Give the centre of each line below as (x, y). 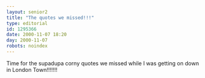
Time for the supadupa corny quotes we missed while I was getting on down (103, 63)
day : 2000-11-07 (27, 40)
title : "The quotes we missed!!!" (50, 18)
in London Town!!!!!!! (32, 69)
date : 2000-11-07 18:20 (37, 35)
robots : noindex (27, 46)
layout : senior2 (27, 12)
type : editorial (27, 23)
